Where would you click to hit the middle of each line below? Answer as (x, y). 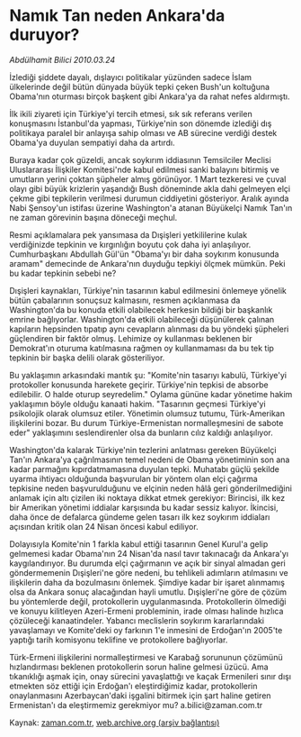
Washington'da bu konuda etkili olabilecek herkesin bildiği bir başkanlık (141, 309)
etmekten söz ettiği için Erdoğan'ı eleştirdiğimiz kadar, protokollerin (133, 686)
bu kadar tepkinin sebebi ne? (63, 273)
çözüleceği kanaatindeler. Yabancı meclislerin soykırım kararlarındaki (137, 620)
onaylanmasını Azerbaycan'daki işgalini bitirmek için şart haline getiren (140, 696)
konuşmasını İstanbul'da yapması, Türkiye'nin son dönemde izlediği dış (141, 123)
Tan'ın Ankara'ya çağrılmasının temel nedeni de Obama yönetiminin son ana (150, 459)
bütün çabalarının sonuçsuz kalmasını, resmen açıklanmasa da (125, 300)
